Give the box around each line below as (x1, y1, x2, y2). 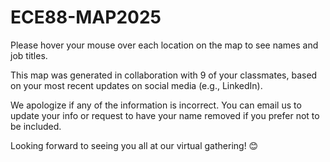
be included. (10, 120, 62, 132)
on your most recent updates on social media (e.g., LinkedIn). (10, 79, 263, 91)
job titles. (10, 49, 48, 61)
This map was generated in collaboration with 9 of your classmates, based (10, 69, 318, 81)
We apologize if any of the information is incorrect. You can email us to (10, 99, 302, 111)
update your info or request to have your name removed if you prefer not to (10, 109, 320, 121)
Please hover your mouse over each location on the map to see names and (10, 39, 319, 51)
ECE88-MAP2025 (10, 6, 162, 29)
